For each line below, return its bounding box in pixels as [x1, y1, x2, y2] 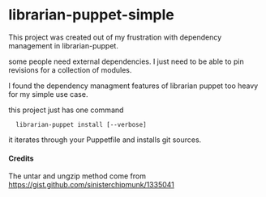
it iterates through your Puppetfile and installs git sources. [8, 135, 202, 145]
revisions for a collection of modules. [8, 65, 132, 74]
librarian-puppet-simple [8, 6, 174, 24]
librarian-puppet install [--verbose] [15, 120, 148, 128]
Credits [8, 153, 34, 163]
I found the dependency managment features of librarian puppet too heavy [8, 81, 259, 90]
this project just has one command [8, 105, 124, 115]
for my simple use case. [8, 89, 88, 98]
